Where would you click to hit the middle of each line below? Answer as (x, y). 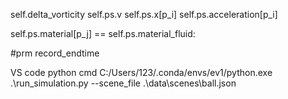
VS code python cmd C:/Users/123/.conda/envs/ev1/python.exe (141, 72)
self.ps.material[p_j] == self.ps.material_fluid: (103, 33)
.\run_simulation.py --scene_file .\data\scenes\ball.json (123, 83)
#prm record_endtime (55, 53)
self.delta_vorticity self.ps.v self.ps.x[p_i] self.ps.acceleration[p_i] (144, 14)
